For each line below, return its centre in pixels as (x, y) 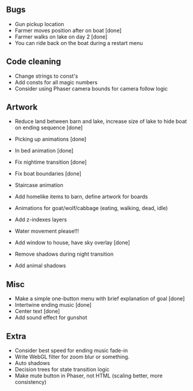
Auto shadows (32, 363)
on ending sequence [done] (49, 128)
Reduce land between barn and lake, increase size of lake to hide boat (101, 122)
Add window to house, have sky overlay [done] (72, 243)
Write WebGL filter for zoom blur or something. (72, 357)
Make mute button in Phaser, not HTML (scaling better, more (89, 376)
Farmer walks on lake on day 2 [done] (61, 36)
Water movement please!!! (47, 231)
